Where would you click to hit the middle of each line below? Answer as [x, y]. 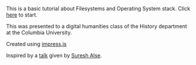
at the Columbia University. [39, 32]
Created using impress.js [36, 44]
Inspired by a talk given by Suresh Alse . [54, 55]
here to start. [22, 15]
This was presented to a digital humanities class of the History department [97, 26]
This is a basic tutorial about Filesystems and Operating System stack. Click [98, 9]
